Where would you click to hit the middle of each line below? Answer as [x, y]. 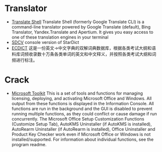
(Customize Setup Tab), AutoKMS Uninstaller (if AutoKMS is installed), [82, 124]
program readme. [29, 144]
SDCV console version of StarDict [45, 42]
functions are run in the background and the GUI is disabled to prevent [82, 109]
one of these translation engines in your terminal [60, 37]
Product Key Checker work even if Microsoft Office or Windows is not [81, 134]
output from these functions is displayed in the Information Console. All [82, 103]
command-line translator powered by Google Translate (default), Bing [81, 27]
